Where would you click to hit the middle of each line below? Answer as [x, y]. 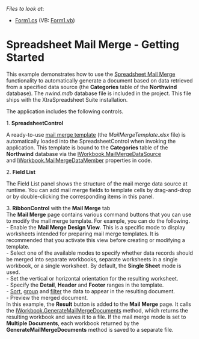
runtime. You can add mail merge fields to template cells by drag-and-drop [99, 190]
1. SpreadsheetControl [35, 123]
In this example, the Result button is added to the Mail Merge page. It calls [99, 304]
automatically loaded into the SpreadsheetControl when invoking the [91, 141]
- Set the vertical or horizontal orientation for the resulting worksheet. [92, 278]
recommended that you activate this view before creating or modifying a [96, 240]
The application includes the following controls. [65, 111]
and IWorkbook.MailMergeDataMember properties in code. [79, 160]
